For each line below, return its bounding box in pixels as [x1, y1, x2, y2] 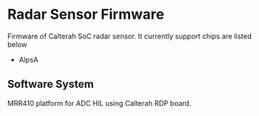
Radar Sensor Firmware [7, 5, 165, 24]
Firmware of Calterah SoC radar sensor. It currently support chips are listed [7, 31, 252, 41]
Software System [7, 78, 94, 91]
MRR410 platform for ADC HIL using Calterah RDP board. [7, 98, 192, 107]
